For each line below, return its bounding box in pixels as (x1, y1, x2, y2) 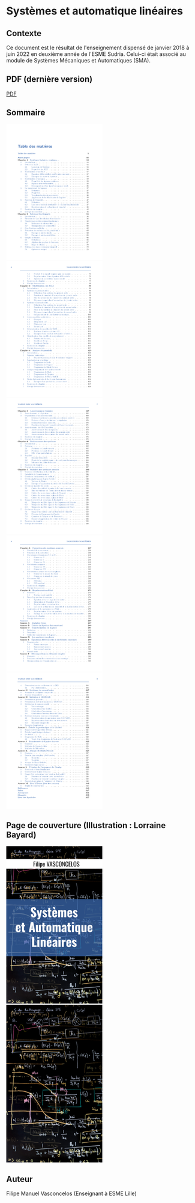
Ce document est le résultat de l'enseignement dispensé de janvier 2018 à (6, 44, 190, 51)
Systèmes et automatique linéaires (6, 4, 184, 18)
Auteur (6, 1174, 33, 1184)
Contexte (6, 28, 42, 38)
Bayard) (6, 830, 37, 840)
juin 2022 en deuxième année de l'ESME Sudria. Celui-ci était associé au (6, 50, 186, 58)
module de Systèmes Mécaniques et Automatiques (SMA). (6, 57, 151, 64)
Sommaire (6, 108, 46, 118)
